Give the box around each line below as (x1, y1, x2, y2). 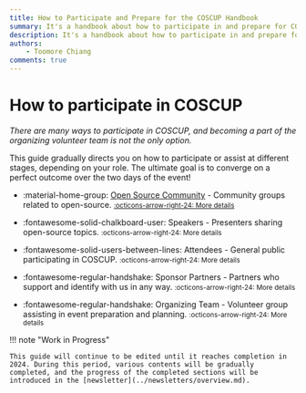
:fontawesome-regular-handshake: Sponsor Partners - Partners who (22, 271, 280, 283)
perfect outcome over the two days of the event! (9, 171, 191, 182)
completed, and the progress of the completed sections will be (9, 367, 259, 377)
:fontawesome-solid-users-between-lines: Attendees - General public (22, 243, 285, 255)
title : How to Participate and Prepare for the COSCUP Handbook (9, 13, 259, 23)
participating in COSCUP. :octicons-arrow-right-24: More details (22, 253, 240, 264)
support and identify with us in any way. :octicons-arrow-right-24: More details (22, 281, 296, 292)
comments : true (9, 56, 67, 65)
